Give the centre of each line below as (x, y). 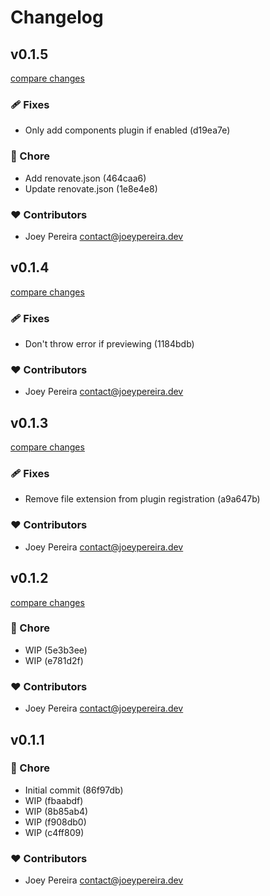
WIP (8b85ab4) (56, 811)
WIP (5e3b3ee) (56, 650)
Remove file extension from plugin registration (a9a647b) (142, 499)
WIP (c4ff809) (54, 832)
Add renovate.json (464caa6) (85, 178)
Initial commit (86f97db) (74, 790)
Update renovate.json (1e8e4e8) (91, 188)
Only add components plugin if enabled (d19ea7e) (127, 130)
